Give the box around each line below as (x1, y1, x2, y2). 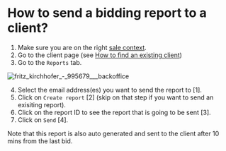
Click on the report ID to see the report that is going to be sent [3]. (17, 108, 211, 116)
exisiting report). (17, 100, 66, 109)
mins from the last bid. (7, 136, 73, 145)
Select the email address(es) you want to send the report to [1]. (17, 85, 202, 94)
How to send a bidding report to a (7, 5, 207, 21)
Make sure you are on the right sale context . (17, 43, 147, 52)
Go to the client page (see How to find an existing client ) (17, 51, 183, 59)
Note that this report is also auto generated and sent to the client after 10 (7, 129, 220, 138)
